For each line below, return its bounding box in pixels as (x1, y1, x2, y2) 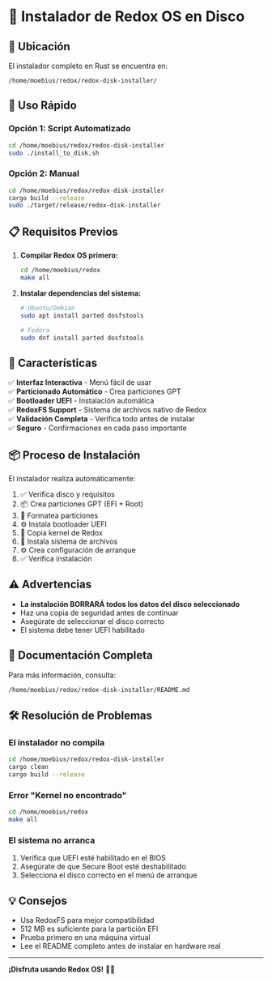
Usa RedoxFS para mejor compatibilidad (19, 916, 155, 925)
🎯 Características (8, 356, 98, 369)
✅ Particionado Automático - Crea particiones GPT (8, 386, 181, 396)
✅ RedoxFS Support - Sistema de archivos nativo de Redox (8, 405, 207, 415)
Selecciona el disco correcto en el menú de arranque (19, 870, 198, 880)
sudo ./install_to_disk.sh (8, 149, 100, 157)
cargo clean (8, 763, 49, 771)
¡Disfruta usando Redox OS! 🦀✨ (8, 964, 116, 975)
